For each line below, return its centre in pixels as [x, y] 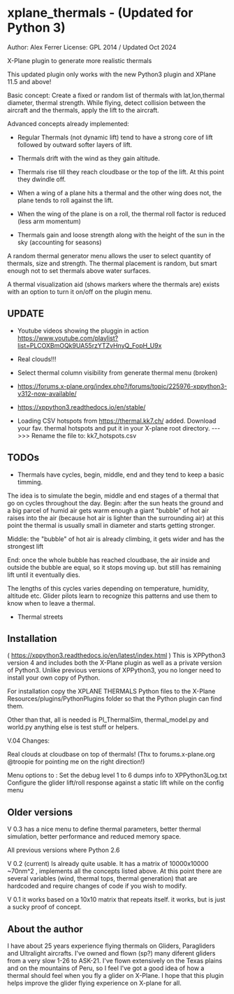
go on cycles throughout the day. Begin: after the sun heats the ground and [115, 503]
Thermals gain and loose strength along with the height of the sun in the [121, 234]
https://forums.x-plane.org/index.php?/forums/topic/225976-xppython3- [122, 386]
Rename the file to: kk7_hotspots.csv [84, 435]
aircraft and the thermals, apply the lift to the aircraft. [83, 110]
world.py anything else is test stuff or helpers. [73, 727]
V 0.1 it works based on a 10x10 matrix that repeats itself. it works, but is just [116, 899]
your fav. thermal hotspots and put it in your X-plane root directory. [114, 428]
